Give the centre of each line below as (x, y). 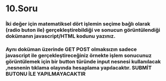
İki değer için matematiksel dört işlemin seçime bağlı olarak (78, 24)
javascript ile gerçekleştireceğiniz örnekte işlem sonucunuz (79, 55)
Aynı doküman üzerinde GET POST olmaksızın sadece (71, 50)
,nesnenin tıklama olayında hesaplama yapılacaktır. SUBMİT (79, 68)
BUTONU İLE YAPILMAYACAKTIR (46, 74)
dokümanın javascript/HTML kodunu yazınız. (61, 36)
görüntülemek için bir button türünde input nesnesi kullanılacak (83, 62)
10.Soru (22, 9)
